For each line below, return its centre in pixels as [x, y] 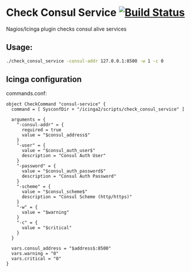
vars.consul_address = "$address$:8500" [61, 248]
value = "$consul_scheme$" [54, 192]
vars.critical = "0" [36, 259]
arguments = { [28, 120]
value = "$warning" [45, 213]
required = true [41, 130]
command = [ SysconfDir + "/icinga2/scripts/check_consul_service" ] [98, 110]
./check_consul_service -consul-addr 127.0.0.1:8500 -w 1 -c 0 [85, 61]
